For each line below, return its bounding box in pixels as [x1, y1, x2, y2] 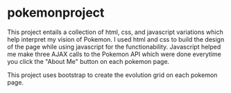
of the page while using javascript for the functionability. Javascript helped [7, 42, 221, 51]
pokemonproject [7, 5, 105, 21]
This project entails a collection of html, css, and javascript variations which [7, 28, 223, 36]
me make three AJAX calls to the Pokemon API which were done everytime [7, 50, 222, 58]
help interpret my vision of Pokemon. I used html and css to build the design [7, 35, 225, 43]
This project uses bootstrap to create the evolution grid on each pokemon [7, 71, 218, 79]
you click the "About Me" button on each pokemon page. [7, 57, 170, 65]
